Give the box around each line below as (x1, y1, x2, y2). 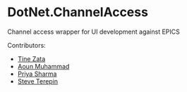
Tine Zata (17, 54, 46, 63)
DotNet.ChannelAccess (7, 4, 148, 20)
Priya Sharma (17, 70, 57, 78)
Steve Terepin (17, 77, 59, 85)
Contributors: (7, 41, 46, 49)
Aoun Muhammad (17, 62, 70, 70)
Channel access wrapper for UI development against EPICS (7, 27, 180, 36)
